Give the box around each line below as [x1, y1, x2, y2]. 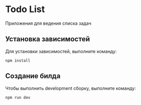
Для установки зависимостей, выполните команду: [5, 48, 117, 54]
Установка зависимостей [5, 35, 90, 43]
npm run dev [5, 95, 30, 100]
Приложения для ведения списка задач [5, 20, 92, 26]
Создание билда [5, 72, 61, 80]
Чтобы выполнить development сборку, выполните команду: [5, 85, 136, 91]
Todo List [5, 4, 45, 15]
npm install [5, 58, 30, 63]
